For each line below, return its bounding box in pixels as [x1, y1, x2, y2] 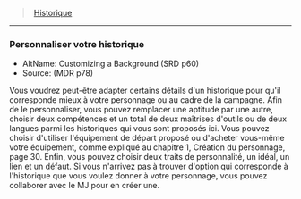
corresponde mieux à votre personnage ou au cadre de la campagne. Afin [9, 95, 283, 105]
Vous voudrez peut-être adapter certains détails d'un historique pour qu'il [9, 85, 281, 96]
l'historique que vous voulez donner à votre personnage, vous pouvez [9, 170, 268, 181]
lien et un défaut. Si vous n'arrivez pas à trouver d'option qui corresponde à [9, 161, 288, 172]
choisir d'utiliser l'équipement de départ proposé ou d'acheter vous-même [9, 133, 285, 144]
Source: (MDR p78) [21, 68, 94, 79]
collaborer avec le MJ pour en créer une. [9, 180, 159, 191]
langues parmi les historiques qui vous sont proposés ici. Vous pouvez [9, 123, 270, 134]
